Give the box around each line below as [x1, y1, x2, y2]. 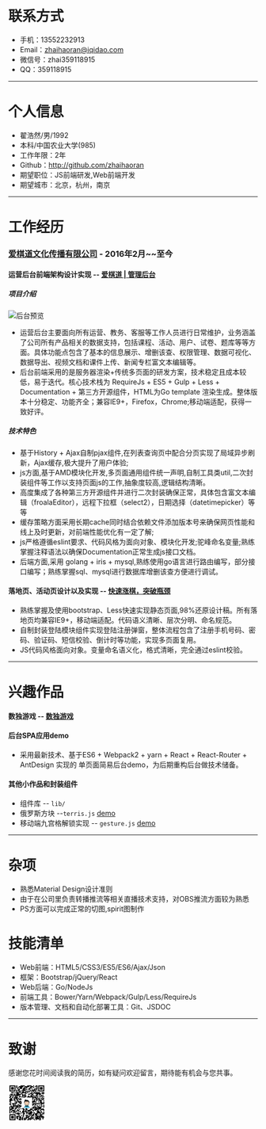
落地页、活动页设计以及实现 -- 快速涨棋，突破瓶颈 [8, 586, 171, 596]
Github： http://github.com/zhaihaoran [19, 160, 145, 170]
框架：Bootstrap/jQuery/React [19, 972, 118, 982]
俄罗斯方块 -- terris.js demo [19, 808, 116, 818]
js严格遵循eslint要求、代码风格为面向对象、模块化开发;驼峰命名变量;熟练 [19, 536, 256, 547]
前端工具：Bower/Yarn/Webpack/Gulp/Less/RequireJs [19, 992, 197, 1001]
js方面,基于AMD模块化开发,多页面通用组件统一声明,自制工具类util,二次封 [19, 467, 253, 477]
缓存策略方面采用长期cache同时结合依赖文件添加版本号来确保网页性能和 [19, 517, 256, 527]
